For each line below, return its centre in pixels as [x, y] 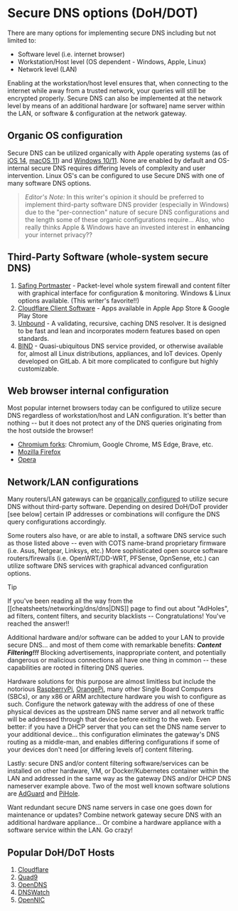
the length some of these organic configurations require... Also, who [125, 219]
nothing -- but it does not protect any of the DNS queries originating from [115, 423]
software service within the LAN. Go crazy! [70, 830]
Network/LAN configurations [73, 482]
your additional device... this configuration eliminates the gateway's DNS [114, 734]
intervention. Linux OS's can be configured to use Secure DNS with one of [116, 175]
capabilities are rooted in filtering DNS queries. [76, 668]
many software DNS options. [49, 183]
